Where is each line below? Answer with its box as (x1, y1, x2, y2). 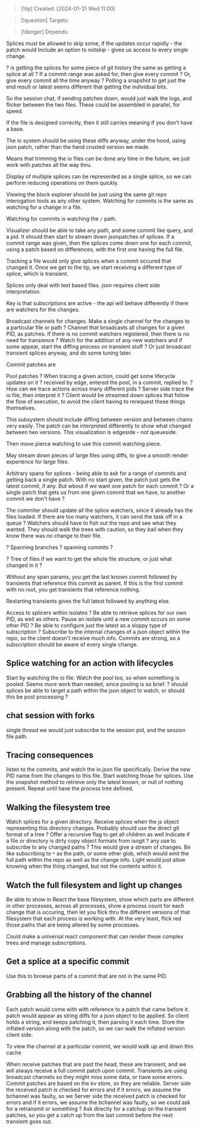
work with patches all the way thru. (6, 161, 92, 168)
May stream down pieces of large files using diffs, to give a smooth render (6, 452, 189, 459)
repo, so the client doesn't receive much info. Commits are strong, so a (6, 635, 180, 642)
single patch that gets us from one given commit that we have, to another (6, 489, 186, 496)
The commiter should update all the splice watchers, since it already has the (6, 507, 193, 514)
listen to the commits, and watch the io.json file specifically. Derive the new (6, 766, 191, 773)
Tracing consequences (6, 750, 93, 760)
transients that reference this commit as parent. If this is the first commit (6, 580, 183, 587)
